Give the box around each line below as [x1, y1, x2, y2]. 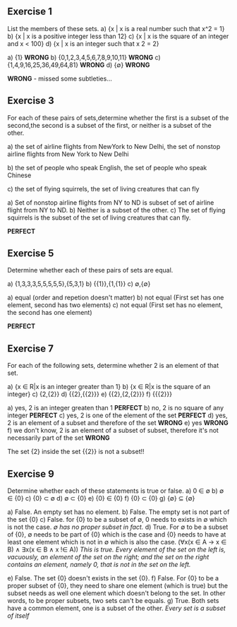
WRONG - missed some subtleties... [7, 74, 113, 83]
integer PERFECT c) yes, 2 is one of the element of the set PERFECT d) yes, [7, 411, 228, 419]
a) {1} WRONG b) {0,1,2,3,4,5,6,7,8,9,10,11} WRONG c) [7, 53, 161, 61]
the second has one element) [7, 309, 93, 317]
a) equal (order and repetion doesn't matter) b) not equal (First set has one [7, 293, 224, 302]
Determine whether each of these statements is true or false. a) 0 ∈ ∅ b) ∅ [7, 486, 224, 495]
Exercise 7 [7, 342, 54, 354]
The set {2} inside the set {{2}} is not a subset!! [7, 448, 145, 456]
